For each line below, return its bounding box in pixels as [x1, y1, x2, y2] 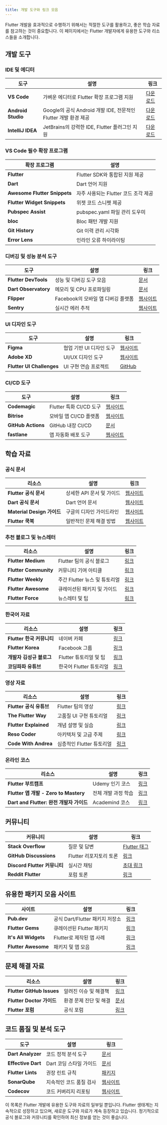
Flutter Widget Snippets [7, 199, 66, 206]
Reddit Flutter [7, 871, 41, 878]
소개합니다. [18, 34, 40, 40]
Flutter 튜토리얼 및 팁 [59, 653, 105, 660]
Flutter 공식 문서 [7, 489, 45, 496]
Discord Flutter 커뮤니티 [7, 862, 64, 869]
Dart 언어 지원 [76, 180, 108, 187]
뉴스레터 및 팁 [58, 595, 88, 602]
